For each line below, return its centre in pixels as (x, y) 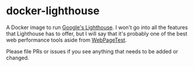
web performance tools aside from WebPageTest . (67, 40)
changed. (18, 58)
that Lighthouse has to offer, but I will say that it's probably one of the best (97, 33)
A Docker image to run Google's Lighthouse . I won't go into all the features (97, 27)
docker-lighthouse (53, 11)
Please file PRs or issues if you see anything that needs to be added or (92, 51)
